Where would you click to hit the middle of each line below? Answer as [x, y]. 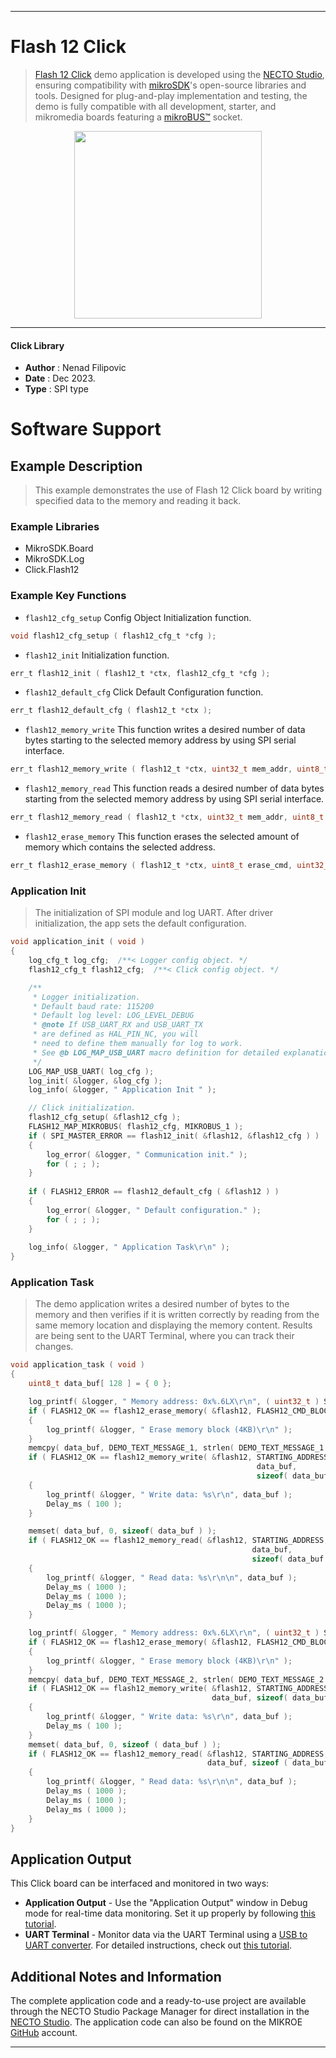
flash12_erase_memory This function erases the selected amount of [162, 837]
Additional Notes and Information [116, 1976]
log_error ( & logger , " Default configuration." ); [154, 1210]
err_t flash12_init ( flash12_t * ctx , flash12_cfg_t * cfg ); [140, 673]
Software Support [86, 429]
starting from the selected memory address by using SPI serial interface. [174, 799]
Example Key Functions [68, 596]
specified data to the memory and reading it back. [138, 501]
